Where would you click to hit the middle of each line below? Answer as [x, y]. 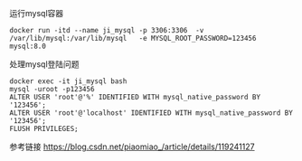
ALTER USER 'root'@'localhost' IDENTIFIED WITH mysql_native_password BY [151, 113]
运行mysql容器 [37, 13]
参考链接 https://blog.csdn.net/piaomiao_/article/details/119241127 [132, 147]
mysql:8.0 [28, 46]
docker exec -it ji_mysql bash [68, 81]
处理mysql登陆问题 [44, 64]
